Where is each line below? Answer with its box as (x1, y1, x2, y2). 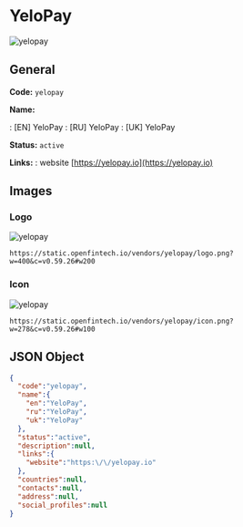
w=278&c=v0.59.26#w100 (9, 325, 96, 334)
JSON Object (9, 349, 85, 365)
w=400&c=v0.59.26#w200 (9, 257, 96, 266)
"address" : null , (17, 491, 79, 501)
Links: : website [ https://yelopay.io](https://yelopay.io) (9, 157, 214, 168)
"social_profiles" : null (17, 501, 107, 510)
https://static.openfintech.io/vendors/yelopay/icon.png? (9, 316, 234, 325)
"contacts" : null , (17, 483, 84, 492)
